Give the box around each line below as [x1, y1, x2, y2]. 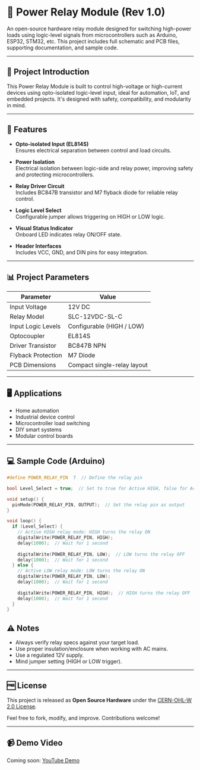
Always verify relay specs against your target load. [15, 639, 139, 646]
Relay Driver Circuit [15, 182, 65, 189]
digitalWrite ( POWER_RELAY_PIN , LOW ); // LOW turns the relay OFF [17, 551, 185, 557]
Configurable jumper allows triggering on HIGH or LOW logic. [15, 213, 165, 220]
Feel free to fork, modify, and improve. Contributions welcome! [7, 714, 160, 721]
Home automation [15, 407, 59, 414]
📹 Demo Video [7, 738, 63, 748]
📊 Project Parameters [7, 272, 90, 282]
